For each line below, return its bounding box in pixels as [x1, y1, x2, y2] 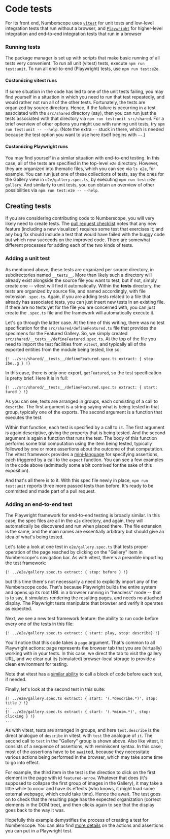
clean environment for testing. [5, 661, 69, 667]
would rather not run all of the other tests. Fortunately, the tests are [5, 100, 146, 106]
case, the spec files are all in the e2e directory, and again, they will [5, 518, 144, 524]
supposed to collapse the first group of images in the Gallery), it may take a [5, 780, 163, 786]
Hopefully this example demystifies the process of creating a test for [5, 817, 149, 823]
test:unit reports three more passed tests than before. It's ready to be [5, 482, 154, 489]
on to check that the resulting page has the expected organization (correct [5, 796, 161, 802]
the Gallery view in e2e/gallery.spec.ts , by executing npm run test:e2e [5, 176, 156, 182]
